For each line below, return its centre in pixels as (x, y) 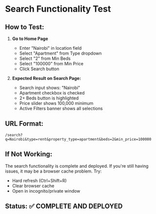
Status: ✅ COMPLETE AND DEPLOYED (64, 206)
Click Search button (39, 69)
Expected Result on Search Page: (47, 78)
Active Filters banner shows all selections (61, 108)
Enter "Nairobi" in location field (50, 48)
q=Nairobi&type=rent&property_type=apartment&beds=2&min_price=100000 (78, 139)
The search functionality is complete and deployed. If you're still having (77, 166)
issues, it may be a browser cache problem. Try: (53, 171)
